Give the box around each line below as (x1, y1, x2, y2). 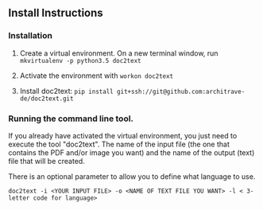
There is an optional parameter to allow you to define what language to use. (8, 171, 256, 181)
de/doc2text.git (19, 95, 74, 103)
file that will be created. (8, 156, 85, 165)
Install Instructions (8, 6, 103, 20)
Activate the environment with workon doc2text (19, 71, 174, 80)
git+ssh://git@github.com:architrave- (116, 87, 246, 95)
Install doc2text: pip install (19, 86, 114, 95)
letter (8, 194, 30, 202)
